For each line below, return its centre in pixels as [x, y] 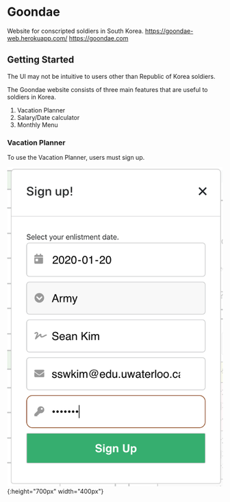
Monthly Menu [37, 125]
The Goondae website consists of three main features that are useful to [107, 89]
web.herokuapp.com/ [37, 38]
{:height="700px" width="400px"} [55, 491]
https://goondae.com [99, 38]
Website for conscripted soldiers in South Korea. [75, 31]
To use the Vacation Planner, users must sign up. [76, 158]
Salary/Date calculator [48, 117]
